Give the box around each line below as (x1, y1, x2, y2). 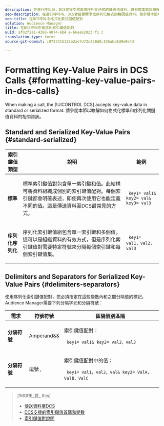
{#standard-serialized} (5, 136, 77, 144)
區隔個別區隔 (95, 313, 125, 320)
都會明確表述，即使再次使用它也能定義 (32, 195, 121, 201)
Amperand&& (29, 332, 60, 339)
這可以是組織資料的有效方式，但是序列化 (22, 236, 116, 243)
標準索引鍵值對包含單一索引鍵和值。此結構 (22, 180, 121, 187)
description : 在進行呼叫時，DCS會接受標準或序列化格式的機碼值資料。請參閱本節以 (5, 7, 153, 12)
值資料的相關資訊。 (5, 113, 44, 119)
